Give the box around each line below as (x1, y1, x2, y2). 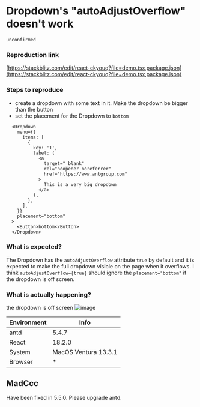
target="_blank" (44, 160, 85, 166)
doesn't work (6, 17, 74, 31)
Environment (9, 318, 47, 327)
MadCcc (6, 378, 39, 388)
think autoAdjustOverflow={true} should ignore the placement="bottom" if (6, 269, 187, 276)
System (9, 348, 31, 357)
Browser (9, 358, 33, 366)
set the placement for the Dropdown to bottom (14, 112, 129, 119)
